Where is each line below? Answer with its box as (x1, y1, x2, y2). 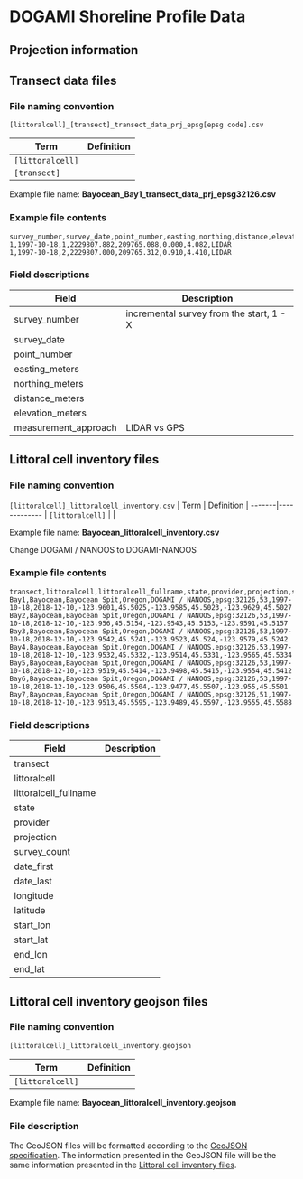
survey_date (14, 332, 66, 345)
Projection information (9, 42, 139, 58)
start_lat (14, 933, 49, 946)
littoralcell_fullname (14, 787, 96, 800)
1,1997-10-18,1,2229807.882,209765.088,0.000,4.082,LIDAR (9, 239, 232, 249)
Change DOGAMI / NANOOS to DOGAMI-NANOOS (9, 544, 197, 555)
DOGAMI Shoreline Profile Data (9, 6, 246, 27)
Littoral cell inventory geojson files (9, 994, 209, 1009)
